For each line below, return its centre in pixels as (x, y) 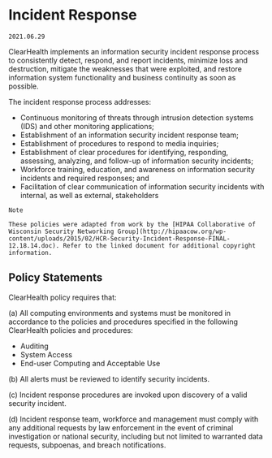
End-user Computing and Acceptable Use (90, 363)
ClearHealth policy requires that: (63, 297)
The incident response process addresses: (80, 102)
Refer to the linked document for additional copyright (159, 245)
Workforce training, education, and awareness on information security (138, 169)
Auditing (34, 346)
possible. (24, 86)
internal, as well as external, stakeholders (89, 195)
